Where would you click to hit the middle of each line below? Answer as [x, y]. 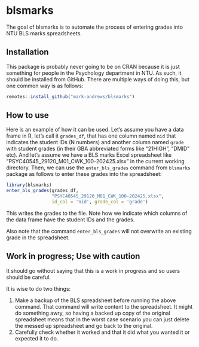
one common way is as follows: [45, 86]
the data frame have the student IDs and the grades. [71, 220]
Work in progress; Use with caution [73, 256]
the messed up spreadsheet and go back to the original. [84, 325]
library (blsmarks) [29, 185]
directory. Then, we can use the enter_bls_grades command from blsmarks [98, 168]
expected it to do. [36, 338]
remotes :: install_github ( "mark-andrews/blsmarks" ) [71, 96]
